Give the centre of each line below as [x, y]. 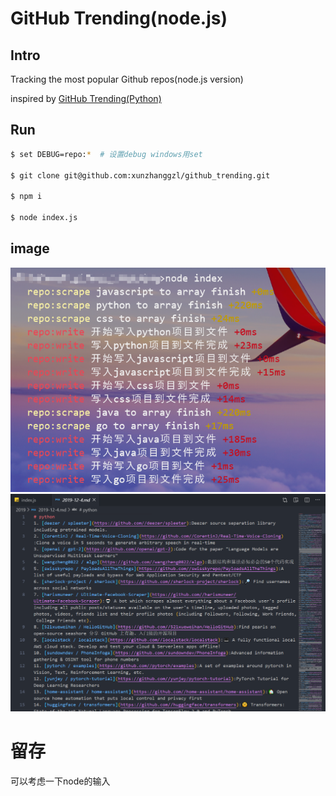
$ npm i [26, 197]
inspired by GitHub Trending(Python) [86, 98]
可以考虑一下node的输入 [60, 781]
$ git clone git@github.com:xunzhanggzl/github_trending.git [140, 175]
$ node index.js [44, 218]
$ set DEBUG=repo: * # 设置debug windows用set [106, 154]
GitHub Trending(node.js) [119, 18]
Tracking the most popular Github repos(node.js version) [127, 79]
